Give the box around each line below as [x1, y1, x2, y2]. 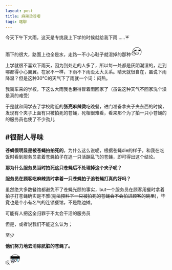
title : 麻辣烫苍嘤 [5, 13, 41, 19]
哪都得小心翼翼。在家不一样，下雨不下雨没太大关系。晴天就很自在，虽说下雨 [5, 69, 167, 75]
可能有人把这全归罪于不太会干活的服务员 [5, 210, 91, 217]
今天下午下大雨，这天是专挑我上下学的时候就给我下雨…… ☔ [5, 34, 130, 41]
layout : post [5, 8, 33, 13]
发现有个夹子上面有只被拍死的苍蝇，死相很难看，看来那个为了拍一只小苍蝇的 [5, 110, 167, 116]
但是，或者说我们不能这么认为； [5, 221, 73, 227]
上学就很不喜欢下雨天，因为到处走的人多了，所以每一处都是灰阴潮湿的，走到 [5, 62, 167, 69]
